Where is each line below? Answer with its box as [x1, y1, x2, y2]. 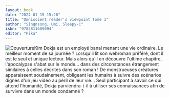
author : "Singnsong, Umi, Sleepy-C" [5, 21, 83, 27]
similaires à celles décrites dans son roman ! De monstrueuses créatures [5, 67, 159, 73]
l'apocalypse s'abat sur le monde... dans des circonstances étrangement [5, 61, 159, 67]
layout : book [5, 7, 33, 13]
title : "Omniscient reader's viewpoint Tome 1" [5, 17, 109, 22]
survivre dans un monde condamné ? [5, 88, 84, 94]
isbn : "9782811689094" [5, 26, 54, 31]
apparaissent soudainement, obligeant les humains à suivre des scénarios [5, 72, 161, 78]
